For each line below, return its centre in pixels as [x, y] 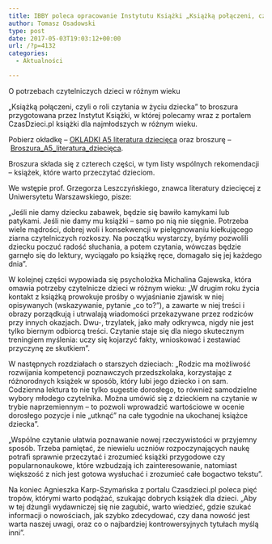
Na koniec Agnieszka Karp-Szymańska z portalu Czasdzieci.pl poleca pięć [133, 489]
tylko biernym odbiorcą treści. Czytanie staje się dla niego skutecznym [126, 331]
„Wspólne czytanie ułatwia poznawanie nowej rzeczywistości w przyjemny [133, 439]
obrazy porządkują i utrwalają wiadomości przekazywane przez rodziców [131, 314]
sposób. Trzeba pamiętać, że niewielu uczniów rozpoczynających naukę [129, 448]
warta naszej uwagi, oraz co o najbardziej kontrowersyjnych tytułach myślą [134, 524]
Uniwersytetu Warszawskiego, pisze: [70, 196]
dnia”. [18, 264]
